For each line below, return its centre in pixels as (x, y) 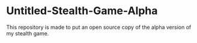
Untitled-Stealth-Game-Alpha (82, 11)
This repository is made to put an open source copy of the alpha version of (99, 27)
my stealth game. (28, 33)
